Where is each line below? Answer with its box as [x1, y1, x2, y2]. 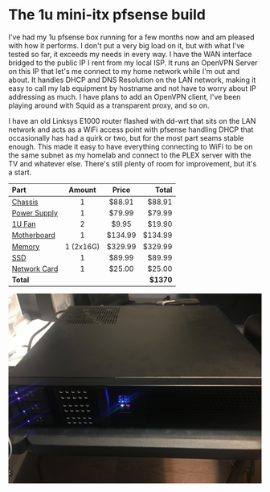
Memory [11, 241, 40, 251]
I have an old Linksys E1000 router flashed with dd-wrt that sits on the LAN [8, 116, 256, 125]
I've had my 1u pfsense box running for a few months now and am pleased [8, 32, 255, 42]
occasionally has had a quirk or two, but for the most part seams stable [8, 133, 244, 142]
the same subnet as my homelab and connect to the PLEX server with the [8, 150, 252, 160]
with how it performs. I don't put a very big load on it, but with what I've [8, 40, 245, 50]
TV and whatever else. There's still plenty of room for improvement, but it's [8, 158, 257, 168]
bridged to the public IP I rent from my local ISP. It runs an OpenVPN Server [8, 58, 258, 68]
